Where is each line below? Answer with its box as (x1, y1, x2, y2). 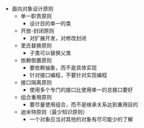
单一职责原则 (20, 12, 52, 19)
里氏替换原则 (20, 42, 52, 49)
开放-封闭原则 (20, 27, 55, 34)
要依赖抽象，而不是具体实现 (29, 64, 97, 71)
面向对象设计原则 (11, 5, 54, 12)
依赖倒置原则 (20, 57, 52, 64)
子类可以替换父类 (29, 50, 71, 56)
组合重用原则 (20, 94, 52, 100)
